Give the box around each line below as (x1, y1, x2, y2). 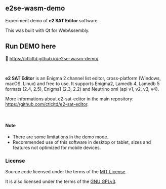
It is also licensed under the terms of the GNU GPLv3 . (5, 178, 117, 184)
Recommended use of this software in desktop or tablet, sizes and (12, 139, 151, 145)
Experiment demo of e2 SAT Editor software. (5, 17, 99, 23)
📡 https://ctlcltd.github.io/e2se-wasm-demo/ (5, 55, 99, 61)
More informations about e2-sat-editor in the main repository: (5, 96, 134, 102)
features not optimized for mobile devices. (12, 144, 101, 150)
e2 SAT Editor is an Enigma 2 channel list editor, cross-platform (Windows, (5, 75, 161, 81)
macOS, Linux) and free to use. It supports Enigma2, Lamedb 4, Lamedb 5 (5, 81, 160, 87)
